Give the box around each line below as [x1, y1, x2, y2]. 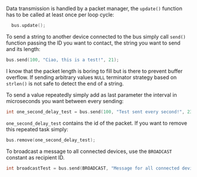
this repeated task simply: [6, 125, 69, 132]
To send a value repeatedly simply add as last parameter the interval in [6, 91, 177, 98]
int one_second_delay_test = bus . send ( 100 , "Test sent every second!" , [6, 108, 185, 115]
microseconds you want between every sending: [6, 97, 124, 104]
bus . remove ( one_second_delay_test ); [6, 137, 96, 143]
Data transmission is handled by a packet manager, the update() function [6, 5, 183, 12]
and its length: [6, 45, 41, 52]
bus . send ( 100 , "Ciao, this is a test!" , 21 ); [6, 57, 119, 63]
